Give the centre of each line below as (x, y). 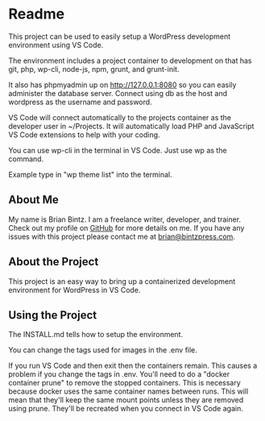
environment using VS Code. (56, 44)
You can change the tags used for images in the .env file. (103, 350)
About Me (33, 200)
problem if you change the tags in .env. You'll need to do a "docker (119, 374)
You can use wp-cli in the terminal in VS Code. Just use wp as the (118, 150)
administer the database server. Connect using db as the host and (118, 93)
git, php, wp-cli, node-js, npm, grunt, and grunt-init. (94, 69)
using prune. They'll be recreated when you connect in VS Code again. (126, 409)
